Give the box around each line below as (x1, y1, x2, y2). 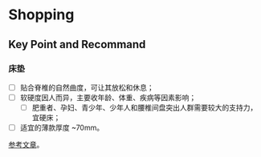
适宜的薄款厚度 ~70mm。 (19, 123, 104, 133)
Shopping (8, 6, 75, 24)
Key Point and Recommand (8, 38, 146, 51)
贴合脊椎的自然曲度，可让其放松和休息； (19, 83, 154, 92)
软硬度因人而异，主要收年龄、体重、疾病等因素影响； (19, 92, 197, 102)
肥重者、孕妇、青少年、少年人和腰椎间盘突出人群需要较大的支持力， (31, 103, 258, 112)
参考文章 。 (8, 140, 44, 150)
